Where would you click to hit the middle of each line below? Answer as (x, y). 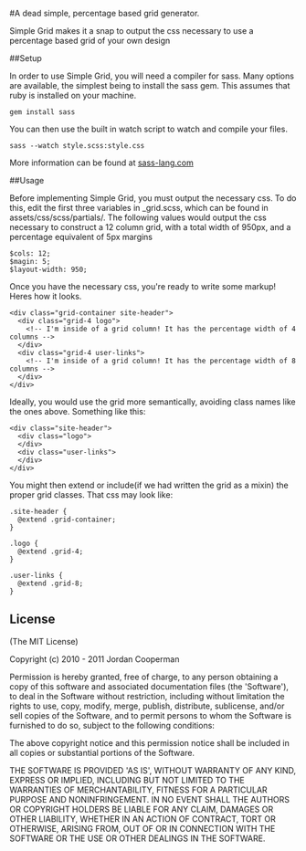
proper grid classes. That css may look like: (91, 495)
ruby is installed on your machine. (73, 95)
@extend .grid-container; (67, 520)
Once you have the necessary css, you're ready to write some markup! (143, 286)
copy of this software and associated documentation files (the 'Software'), (149, 686)
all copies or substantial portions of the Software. (102, 752)
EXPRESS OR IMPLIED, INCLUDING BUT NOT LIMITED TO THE (127, 780)
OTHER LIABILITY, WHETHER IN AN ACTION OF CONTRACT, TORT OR (142, 819)
